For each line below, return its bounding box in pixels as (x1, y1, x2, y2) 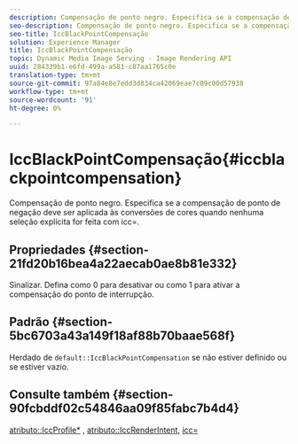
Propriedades (9, 242, 86, 257)
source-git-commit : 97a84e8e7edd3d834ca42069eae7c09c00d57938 (9, 79, 244, 88)
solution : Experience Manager (9, 37, 122, 47)
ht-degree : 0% (9, 104, 62, 113)
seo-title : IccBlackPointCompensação (9, 29, 149, 38)
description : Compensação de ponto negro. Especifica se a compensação (9, 12, 279, 22)
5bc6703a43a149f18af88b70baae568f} (9, 329, 236, 344)
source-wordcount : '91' (9, 95, 98, 105)
